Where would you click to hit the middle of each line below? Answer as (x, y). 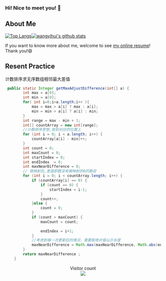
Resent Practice (30, 66)
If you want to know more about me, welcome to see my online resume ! (78, 45)
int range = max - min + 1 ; (52, 120)
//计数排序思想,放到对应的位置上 (52, 130)
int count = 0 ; (39, 148)
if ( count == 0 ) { (59, 185)
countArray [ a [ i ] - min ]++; (59, 139)
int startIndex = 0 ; (44, 157)
